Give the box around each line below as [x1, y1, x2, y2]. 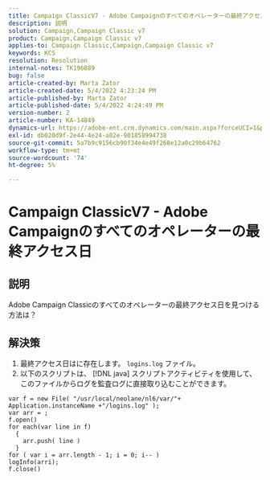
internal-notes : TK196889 [8, 64, 95, 72]
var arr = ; [8, 408, 48, 416]
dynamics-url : [8, 124, 56, 132]
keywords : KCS [8, 49, 56, 57]
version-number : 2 [8, 109, 70, 117]
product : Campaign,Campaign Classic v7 [8, 34, 142, 43]
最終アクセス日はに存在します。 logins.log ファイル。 [19, 359, 201, 368]
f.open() [8, 416, 38, 424]
